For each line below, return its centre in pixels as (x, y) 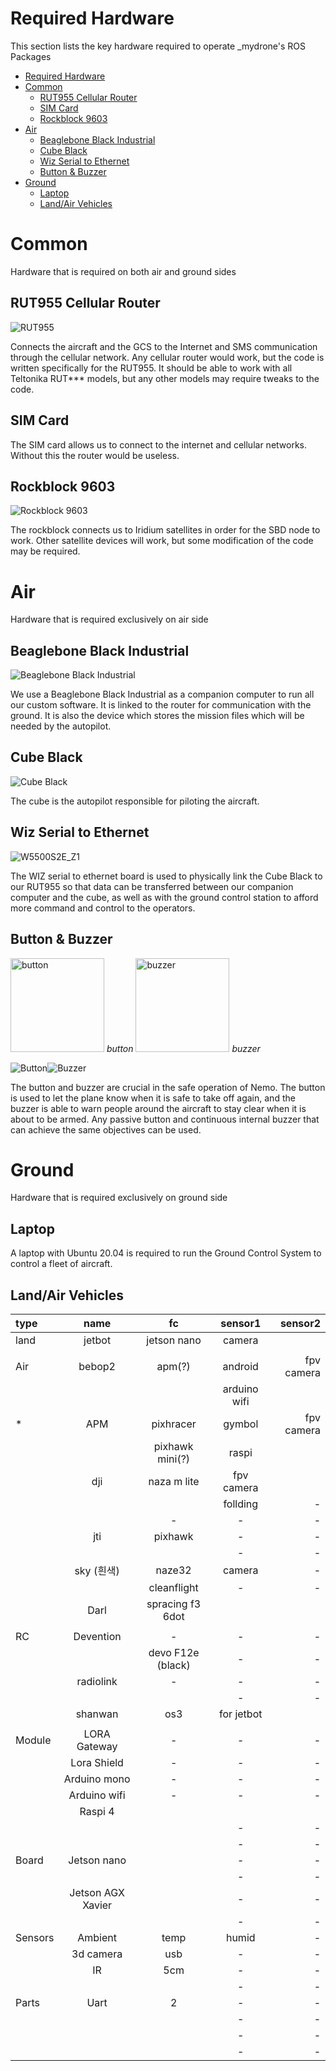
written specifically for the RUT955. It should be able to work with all (151, 368)
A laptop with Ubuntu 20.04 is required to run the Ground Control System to (166, 1253)
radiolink (97, 1682)
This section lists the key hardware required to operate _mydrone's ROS (158, 46)
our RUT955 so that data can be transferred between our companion (152, 886)
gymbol (241, 1424)
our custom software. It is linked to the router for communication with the (161, 705)
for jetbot (241, 1714)
